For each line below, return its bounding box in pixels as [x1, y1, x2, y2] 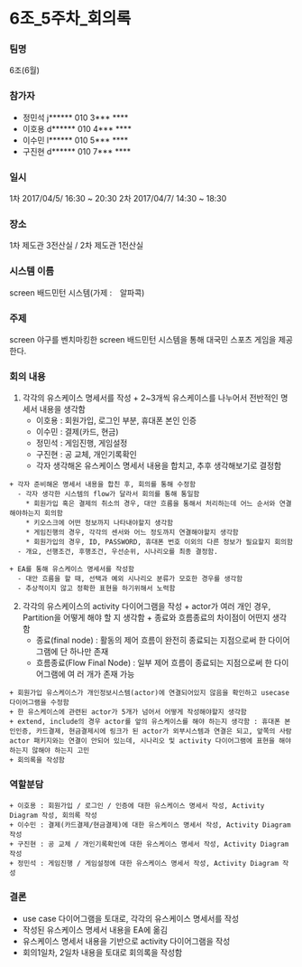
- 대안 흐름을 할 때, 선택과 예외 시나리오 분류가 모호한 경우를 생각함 [17, 575, 243, 584]
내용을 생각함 [39, 404, 86, 415]
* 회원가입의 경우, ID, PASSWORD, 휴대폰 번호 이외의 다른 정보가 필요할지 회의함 [25, 538, 293, 547]
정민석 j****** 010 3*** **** [22, 112, 129, 123]
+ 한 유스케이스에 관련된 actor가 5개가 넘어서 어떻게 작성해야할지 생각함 [9, 708, 247, 717]
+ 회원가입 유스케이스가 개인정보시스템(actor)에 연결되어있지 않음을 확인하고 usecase [9, 689, 290, 698]
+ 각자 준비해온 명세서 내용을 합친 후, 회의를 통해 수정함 [9, 480, 197, 489]
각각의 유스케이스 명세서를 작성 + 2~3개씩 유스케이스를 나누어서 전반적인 [22, 392, 279, 403]
